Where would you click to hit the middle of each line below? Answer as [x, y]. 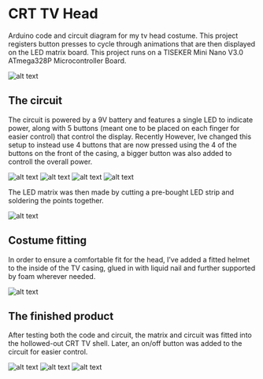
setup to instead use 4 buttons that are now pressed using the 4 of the [123, 145]
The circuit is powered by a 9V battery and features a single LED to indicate [131, 120]
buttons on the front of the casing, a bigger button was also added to [120, 153]
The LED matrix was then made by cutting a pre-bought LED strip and [121, 192]
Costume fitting [47, 241]
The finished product [61, 316]
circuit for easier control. [48, 352]
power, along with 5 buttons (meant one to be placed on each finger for [124, 128]
